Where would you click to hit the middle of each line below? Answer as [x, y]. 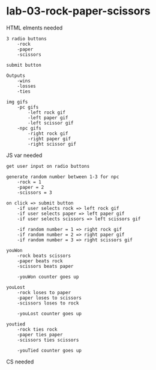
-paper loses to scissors [49, 298]
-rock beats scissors [44, 256]
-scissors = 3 [34, 193]
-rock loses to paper [44, 292]
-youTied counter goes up [49, 350]
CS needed [20, 362]
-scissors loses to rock [48, 303]
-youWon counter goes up [48, 277]
